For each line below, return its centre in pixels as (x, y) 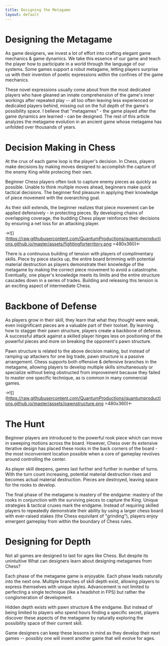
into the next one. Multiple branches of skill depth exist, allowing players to (82, 582)
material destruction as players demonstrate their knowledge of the (75, 264)
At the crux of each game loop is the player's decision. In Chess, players (80, 161)
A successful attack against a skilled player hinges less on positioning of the (84, 336)
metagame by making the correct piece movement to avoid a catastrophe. (82, 270)
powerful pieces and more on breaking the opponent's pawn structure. (78, 341)
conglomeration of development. (39, 597)
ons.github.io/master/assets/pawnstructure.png (54, 404)
